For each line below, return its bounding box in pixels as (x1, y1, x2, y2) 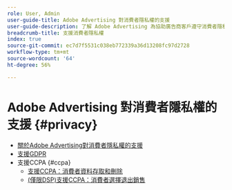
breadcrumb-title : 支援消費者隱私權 (7, 29, 105, 37)
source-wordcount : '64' (7, 55, 76, 62)
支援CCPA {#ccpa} (17, 158, 71, 167)
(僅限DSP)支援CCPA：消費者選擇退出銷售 (27, 175, 146, 184)
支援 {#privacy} (7, 117, 98, 132)
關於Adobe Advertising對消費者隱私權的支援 (17, 141, 144, 149)
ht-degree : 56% (7, 61, 51, 68)
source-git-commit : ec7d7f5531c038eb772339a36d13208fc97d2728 (7, 42, 190, 49)
